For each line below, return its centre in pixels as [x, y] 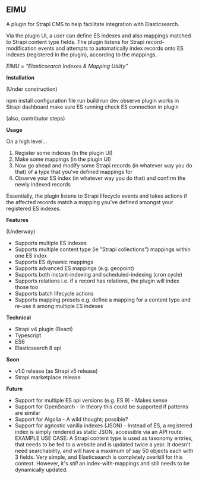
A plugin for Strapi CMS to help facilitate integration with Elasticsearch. [93, 24]
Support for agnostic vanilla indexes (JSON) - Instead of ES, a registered [104, 425]
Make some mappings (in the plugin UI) [63, 159]
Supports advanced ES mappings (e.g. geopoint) [75, 268]
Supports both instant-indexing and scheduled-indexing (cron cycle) [99, 274]
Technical [19, 318]
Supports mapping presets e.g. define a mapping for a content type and [103, 300]
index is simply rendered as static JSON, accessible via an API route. [99, 432]
